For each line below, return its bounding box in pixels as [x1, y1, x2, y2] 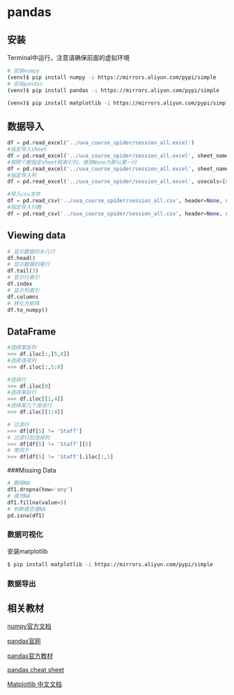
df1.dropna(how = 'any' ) [7, 486, 73, 494]
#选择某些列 [7, 344, 37, 351]
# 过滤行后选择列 [7, 434, 50, 441]
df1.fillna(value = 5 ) [7, 499, 68, 506]
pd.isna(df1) [7, 512, 45, 519]
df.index [7, 280, 33, 287]
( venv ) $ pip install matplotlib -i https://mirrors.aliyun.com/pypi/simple [7, 99, 232, 107]
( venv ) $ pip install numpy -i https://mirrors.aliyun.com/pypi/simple [7, 74, 217, 81]
